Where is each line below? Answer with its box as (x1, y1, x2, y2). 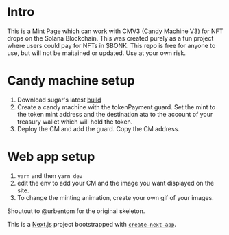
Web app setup (7, 149, 95, 165)
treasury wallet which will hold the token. (16, 117, 133, 126)
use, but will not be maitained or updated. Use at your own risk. (7, 49, 186, 57)
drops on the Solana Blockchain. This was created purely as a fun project (7, 34, 214, 42)
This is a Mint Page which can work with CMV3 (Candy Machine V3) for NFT (7, 27, 224, 35)
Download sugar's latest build (16, 96, 101, 104)
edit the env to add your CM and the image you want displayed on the (16, 179, 215, 187)
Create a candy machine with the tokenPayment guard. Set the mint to (16, 102, 216, 111)
